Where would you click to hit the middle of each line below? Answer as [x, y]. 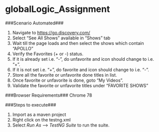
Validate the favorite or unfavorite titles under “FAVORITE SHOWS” [80, 85]
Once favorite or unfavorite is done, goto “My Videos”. [68, 80]
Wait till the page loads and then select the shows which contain [78, 43]
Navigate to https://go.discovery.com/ [51, 32]
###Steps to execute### [31, 105]
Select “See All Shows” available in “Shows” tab [61, 38]
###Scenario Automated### [34, 23]
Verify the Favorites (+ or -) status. [48, 54]
